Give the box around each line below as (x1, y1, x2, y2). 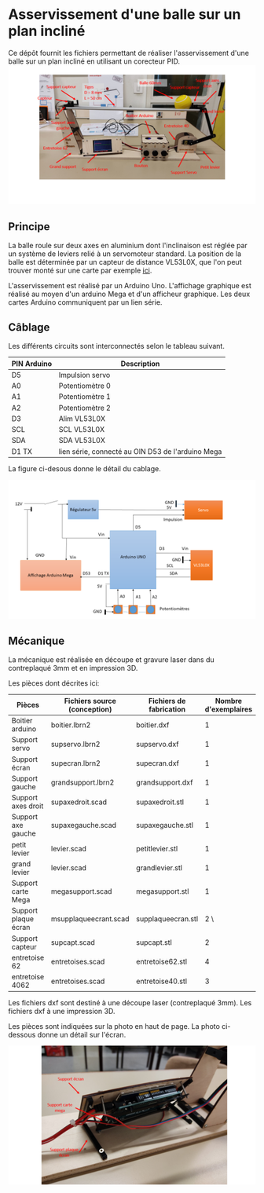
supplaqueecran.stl (136, 914, 199, 924)
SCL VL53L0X (58, 425, 105, 434)
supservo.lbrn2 (50, 739, 101, 748)
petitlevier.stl (136, 844, 178, 854)
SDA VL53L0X (58, 436, 106, 445)
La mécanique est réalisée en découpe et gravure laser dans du (8, 655, 214, 664)
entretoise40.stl (136, 976, 187, 986)
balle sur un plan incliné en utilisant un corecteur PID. (8, 57, 181, 66)
